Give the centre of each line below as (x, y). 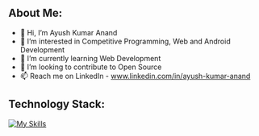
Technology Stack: (57, 104)
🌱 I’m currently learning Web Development (90, 58)
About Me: (36, 13)
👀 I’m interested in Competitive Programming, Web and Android (125, 41)
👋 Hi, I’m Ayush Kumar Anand (69, 32)
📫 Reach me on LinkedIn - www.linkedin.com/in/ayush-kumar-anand (135, 76)
